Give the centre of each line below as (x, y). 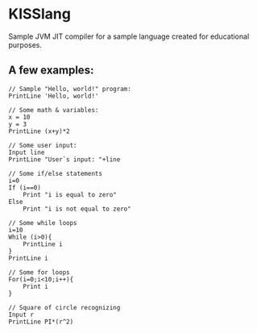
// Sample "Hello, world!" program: (70, 89)
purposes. (25, 44)
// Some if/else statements (56, 173)
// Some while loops (43, 223)
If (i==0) (25, 187)
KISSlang (39, 14)
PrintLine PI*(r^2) (41, 322)
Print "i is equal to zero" (70, 194)
